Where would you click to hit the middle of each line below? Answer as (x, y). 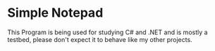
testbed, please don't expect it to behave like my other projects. (100, 39)
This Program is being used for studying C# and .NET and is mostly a (107, 32)
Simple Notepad (55, 13)
